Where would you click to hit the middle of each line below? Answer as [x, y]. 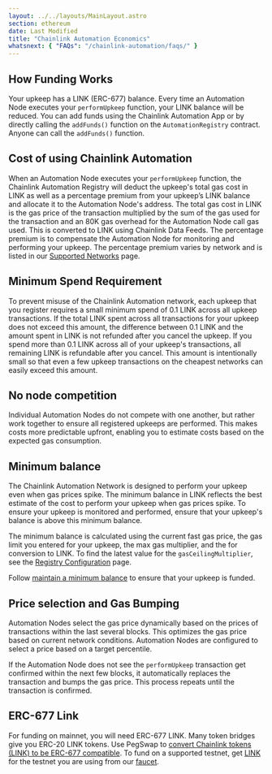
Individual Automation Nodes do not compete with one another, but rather [132, 415]
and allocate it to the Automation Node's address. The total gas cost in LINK [135, 204]
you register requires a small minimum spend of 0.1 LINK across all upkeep [133, 309]
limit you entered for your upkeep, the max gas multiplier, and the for [123, 545]
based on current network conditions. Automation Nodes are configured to [133, 640]
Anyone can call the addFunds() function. [76, 133]
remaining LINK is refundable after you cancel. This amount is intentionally [133, 352]
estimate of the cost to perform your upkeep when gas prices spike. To [127, 504]
